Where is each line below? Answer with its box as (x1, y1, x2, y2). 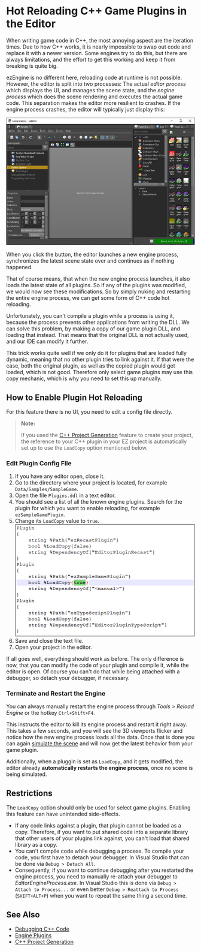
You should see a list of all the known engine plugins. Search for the (14, 498, 182, 505)
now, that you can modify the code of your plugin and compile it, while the (6, 661, 189, 669)
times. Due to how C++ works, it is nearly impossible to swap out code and (6, 43, 191, 50)
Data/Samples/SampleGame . (14, 486, 79, 493)
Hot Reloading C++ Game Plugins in (6, 4, 187, 18)
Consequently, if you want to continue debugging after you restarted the (14, 866, 193, 874)
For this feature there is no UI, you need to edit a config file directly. (6, 408, 173, 415)
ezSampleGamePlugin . (14, 511, 65, 518)
